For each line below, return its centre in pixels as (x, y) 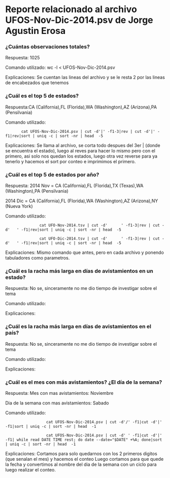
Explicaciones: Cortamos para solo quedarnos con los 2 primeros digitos (81, 453)
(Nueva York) (19, 206)
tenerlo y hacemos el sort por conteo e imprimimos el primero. (71, 161)
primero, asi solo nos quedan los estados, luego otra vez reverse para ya (81, 156)
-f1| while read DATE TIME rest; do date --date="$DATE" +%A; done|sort (84, 439)
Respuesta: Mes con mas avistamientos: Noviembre (59, 393)
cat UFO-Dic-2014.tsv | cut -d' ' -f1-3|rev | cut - (102, 239)
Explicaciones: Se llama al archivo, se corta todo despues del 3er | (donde (83, 145)
